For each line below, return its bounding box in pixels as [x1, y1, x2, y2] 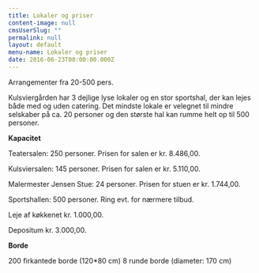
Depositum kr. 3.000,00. [8, 225, 87, 234]
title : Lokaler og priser [8, 11, 93, 20]
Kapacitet [8, 133, 41, 142]
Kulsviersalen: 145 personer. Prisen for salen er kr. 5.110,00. [8, 164, 201, 173]
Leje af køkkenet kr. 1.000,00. [8, 210, 104, 219]
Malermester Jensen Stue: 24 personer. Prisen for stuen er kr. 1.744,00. [8, 179, 241, 188]
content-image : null [8, 19, 77, 27]
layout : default [8, 41, 62, 49]
